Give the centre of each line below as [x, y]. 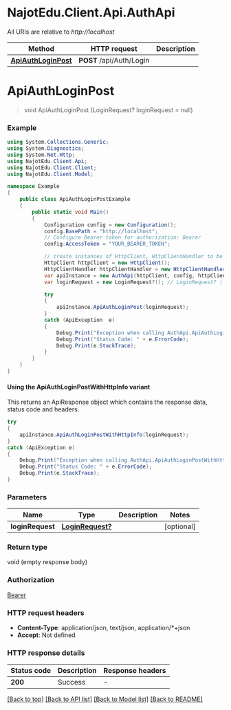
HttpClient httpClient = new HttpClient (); [107, 263]
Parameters [27, 497]
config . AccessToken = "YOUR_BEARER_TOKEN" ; [107, 244]
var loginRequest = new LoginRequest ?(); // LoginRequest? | [133, 282]
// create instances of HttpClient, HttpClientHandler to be [133, 257]
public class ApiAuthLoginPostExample [75, 200]
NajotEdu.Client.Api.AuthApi [91, 13]
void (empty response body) [47, 562]
